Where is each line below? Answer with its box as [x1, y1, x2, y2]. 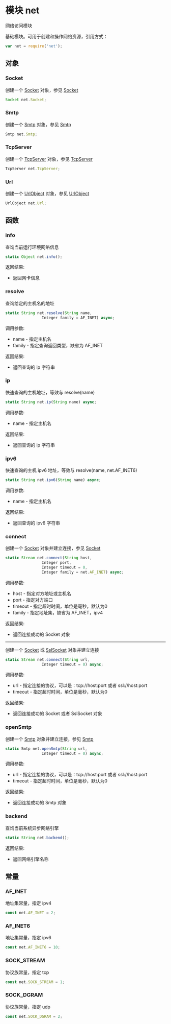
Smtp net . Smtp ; [5, 131, 38, 137]
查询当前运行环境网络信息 [5, 244, 59, 250]
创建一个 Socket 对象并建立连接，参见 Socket [5, 545, 101, 552]
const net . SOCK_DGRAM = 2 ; [5, 1014, 63, 1019]
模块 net [5, 5, 40, 16]
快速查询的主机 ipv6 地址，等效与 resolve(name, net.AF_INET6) [5, 467, 137, 473]
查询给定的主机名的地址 [5, 300, 54, 306]
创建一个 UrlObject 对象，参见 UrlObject [5, 190, 90, 197]
